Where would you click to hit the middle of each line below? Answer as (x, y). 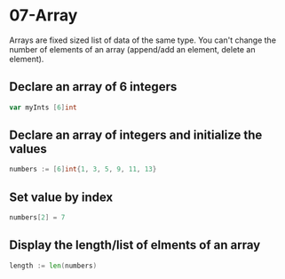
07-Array (44, 16)
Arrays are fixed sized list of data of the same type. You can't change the (143, 40)
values (28, 149)
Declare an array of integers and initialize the (136, 136)
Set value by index (61, 197)
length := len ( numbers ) (53, 266)
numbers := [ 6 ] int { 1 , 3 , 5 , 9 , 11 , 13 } (83, 170)
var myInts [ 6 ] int (43, 108)
